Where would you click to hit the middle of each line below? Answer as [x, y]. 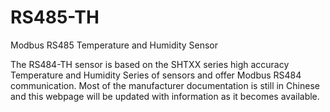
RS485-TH [55, 17]
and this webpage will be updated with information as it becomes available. [165, 96]
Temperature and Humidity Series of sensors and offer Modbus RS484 [156, 75]
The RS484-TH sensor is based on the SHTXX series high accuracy [150, 64]
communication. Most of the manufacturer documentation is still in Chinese [165, 85]
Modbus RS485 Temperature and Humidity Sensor [114, 45]
